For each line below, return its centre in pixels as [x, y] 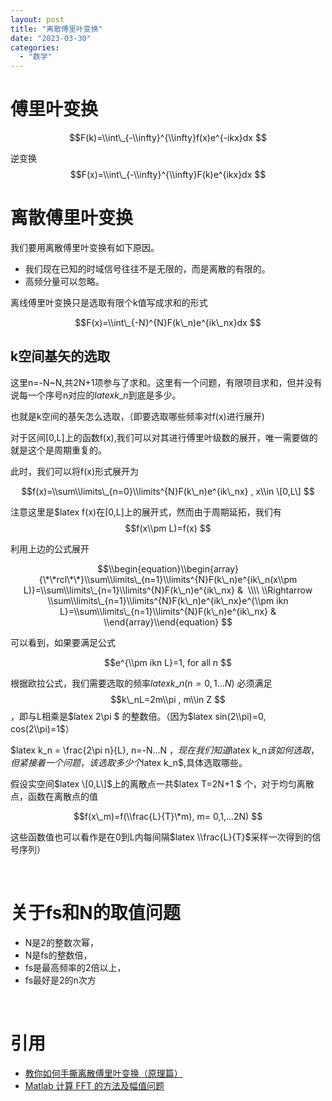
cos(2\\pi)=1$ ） [42, 728]
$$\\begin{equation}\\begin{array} [168, 568]
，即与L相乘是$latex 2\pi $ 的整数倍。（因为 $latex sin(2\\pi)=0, [138, 716]
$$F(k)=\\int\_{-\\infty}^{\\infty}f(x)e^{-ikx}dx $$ [168, 138]
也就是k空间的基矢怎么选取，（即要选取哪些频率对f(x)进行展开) [137, 416]
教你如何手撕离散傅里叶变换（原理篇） [103, 1073]
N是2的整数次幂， [61, 942]
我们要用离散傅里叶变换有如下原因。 [85, 247]
